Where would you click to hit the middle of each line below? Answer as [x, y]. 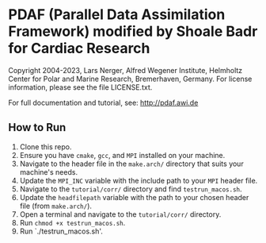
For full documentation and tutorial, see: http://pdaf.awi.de [103, 102]
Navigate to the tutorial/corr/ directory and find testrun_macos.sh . [131, 189]
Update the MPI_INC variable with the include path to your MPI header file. [139, 180]
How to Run [37, 127]
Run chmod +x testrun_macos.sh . [72, 222]
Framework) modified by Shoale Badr [133, 31]
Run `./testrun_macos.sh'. [61, 231]
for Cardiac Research [79, 48]
